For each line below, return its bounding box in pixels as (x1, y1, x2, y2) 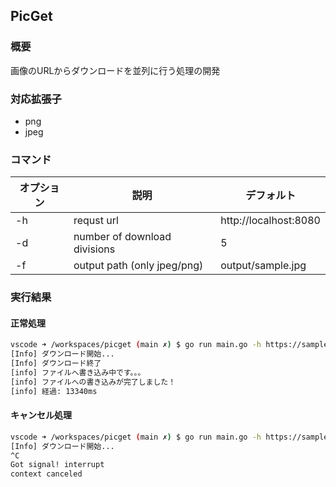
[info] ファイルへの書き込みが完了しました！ (10, 377, 177, 387)
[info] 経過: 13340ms (10, 386, 98, 396)
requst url (73, 214, 119, 228)
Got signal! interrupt (10, 460, 105, 470)
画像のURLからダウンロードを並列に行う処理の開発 (10, 64, 221, 76)
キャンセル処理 (10, 409, 72, 421)
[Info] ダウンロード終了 (10, 359, 102, 369)
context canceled (10, 469, 83, 479)
